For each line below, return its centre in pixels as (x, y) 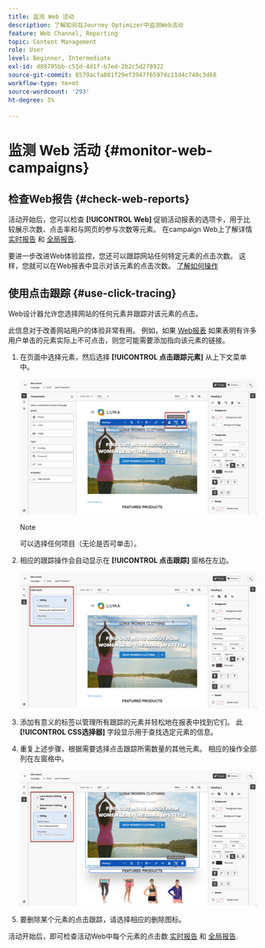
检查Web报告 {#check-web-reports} (99, 199)
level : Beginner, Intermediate (60, 58)
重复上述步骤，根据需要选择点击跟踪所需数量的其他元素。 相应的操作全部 (138, 748)
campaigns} (49, 168)
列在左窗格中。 (44, 759)
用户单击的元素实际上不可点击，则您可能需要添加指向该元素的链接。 (119, 340)
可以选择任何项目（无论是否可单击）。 (80, 544)
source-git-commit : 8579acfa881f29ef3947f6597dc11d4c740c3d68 (112, 75)
